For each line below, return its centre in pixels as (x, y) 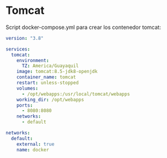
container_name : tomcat (46, 77)
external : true (36, 144)
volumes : (27, 88)
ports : (25, 105)
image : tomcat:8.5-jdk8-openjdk (57, 72)
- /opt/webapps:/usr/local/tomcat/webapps (76, 94)
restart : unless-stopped (48, 83)
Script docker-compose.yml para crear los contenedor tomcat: (83, 27)
